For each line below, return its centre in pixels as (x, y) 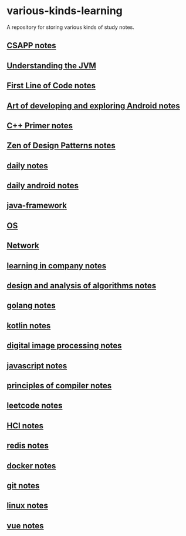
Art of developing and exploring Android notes (94, 106)
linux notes (28, 506)
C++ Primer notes (40, 126)
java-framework (37, 206)
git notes (23, 486)
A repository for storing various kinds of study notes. (70, 27)
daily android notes (43, 186)
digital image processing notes (64, 346)
